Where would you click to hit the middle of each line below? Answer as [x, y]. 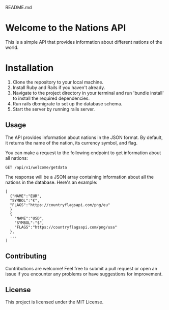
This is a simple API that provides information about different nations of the [84, 42]
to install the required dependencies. [51, 98]
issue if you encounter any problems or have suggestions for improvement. [84, 274]
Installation [30, 68]
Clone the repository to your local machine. [58, 82]
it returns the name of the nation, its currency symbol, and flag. [72, 143]
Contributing [26, 256]
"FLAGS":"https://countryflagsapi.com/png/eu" [60, 205]
